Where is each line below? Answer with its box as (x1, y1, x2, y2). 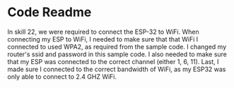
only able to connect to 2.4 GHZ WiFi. (7, 72, 117, 81)
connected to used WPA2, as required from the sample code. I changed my (7, 42, 227, 51)
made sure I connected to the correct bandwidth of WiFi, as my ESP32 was (7, 65, 226, 73)
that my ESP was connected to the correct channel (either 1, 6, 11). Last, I (7, 57, 219, 65)
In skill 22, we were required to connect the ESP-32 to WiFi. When (7, 27, 199, 36)
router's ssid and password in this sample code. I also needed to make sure (7, 50, 228, 58)
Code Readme (7, 4, 92, 20)
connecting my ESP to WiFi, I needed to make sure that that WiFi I (7, 34, 199, 43)
